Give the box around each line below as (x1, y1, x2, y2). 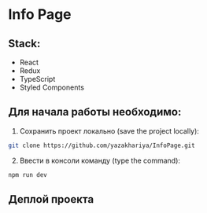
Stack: (8, 37, 41, 50)
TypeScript (19, 75, 56, 83)
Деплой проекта (8, 193, 94, 206)
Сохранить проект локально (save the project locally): (19, 126, 199, 135)
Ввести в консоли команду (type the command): (19, 156, 181, 165)
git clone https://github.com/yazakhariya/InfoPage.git (8, 141, 195, 149)
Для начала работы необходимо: (8, 105, 182, 119)
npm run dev (8, 171, 47, 178)
